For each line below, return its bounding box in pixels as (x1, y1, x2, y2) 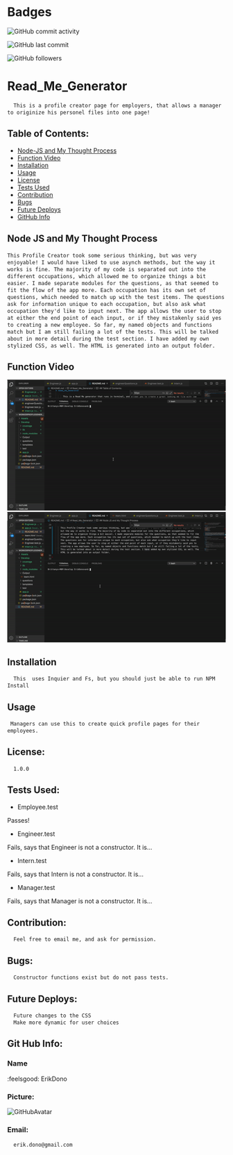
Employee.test (17, 803, 59, 811)
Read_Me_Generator (7, 78, 128, 94)
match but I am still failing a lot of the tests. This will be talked (7, 328, 218, 335)
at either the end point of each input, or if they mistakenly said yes (7, 314, 222, 321)
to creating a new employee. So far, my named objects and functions (7, 321, 213, 328)
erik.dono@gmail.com (13, 1142, 73, 1149)
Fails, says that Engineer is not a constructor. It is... (7, 843, 153, 851)
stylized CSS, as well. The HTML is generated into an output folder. (7, 342, 216, 349)
